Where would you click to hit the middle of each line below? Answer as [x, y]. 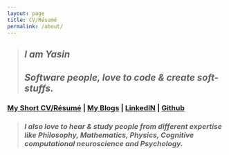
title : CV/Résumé [32, 20]
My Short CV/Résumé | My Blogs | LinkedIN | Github [96, 108]
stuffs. [39, 89]
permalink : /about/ [35, 26]
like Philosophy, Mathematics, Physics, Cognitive [109, 135]
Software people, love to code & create [110, 77]
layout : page [26, 13]
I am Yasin [47, 54]
